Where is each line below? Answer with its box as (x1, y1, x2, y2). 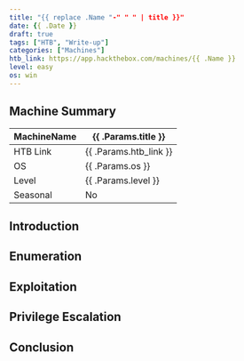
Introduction (9, 219, 80, 234)
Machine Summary (9, 104, 117, 119)
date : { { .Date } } (9, 21, 77, 30)
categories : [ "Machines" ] (9, 46, 105, 55)
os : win (9, 71, 38, 80)
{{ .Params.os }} (85, 159, 151, 172)
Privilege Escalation (9, 309, 122, 325)
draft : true (9, 29, 53, 38)
